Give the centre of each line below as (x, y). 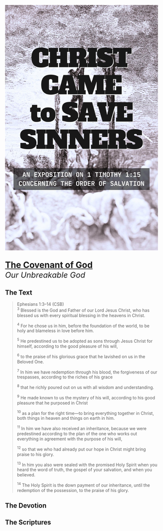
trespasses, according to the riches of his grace (65, 377)
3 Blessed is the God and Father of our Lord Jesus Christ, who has (83, 310)
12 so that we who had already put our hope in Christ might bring (81, 449)
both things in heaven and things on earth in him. (66, 418)
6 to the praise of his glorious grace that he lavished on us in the (81, 356)
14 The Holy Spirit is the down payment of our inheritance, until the (83, 485)
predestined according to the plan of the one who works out (77, 433)
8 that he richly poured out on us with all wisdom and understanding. (85, 387)
